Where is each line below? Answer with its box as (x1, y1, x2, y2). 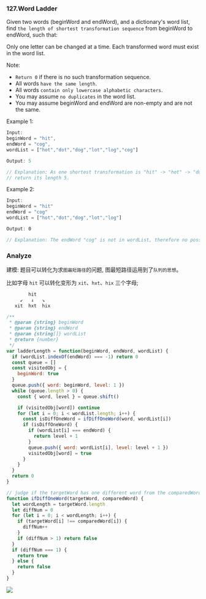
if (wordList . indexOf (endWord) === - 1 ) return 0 (12, 354, 139, 360)
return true (17, 552, 48, 559)
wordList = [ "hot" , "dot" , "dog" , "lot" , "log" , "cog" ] (6, 147, 139, 153)
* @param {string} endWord (9, 325, 78, 332)
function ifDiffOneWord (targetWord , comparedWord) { (6, 495, 144, 502)
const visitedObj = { (12, 365, 67, 372)
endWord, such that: (6, 31, 58, 39)
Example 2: (6, 186, 35, 193)
